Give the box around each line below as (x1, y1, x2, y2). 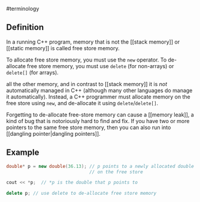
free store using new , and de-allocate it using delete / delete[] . (6, 99, 159, 106)
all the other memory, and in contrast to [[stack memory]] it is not (6, 80, 168, 87)
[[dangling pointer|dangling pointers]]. (6, 130, 101, 137)
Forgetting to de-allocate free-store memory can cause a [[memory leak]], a (6, 111, 195, 118)
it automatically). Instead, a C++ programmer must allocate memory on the (6, 93, 190, 100)
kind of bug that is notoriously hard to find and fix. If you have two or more (6, 117, 190, 124)
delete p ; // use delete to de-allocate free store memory (6, 191, 157, 197)
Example (6, 148, 40, 158)
